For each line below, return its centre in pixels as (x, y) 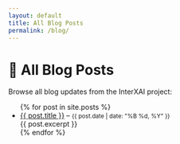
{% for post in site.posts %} (65, 107)
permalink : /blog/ (39, 30)
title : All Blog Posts (46, 23)
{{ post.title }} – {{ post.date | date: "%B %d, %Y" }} (95, 115)
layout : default (35, 16)
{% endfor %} (43, 133)
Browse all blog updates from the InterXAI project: (90, 91)
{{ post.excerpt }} (49, 124)
